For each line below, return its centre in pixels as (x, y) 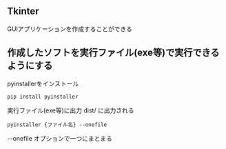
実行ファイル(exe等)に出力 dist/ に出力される (71, 110)
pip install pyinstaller (43, 97)
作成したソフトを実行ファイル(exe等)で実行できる (113, 53)
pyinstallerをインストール (43, 83)
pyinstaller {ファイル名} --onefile (57, 125)
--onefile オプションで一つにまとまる (60, 138)
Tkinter (23, 11)
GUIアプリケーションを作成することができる (70, 29)
